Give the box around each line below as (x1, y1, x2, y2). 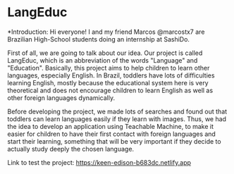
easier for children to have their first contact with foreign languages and (7, 130, 216, 138)
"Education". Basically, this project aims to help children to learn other (7, 63, 210, 72)
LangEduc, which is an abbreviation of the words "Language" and (7, 56, 198, 64)
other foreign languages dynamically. (7, 93, 115, 102)
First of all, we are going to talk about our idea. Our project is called (7, 49, 203, 57)
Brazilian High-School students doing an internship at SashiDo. (7, 35, 190, 43)
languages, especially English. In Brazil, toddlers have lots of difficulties (7, 71, 215, 80)
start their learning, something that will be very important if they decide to (7, 137, 221, 145)
